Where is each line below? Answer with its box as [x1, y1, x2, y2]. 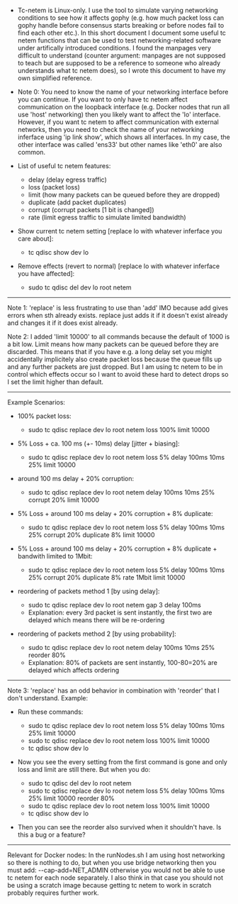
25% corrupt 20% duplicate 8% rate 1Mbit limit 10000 [28, 573, 186, 581]
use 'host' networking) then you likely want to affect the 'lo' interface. [17, 110, 221, 118]
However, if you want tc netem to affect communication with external [17, 118, 220, 126]
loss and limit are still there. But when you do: [17, 766, 151, 773]
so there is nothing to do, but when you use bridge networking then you [7, 859, 217, 866]
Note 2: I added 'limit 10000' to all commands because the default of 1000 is [7, 333, 230, 341]
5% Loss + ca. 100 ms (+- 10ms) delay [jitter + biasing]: [17, 439, 180, 448]
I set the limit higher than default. [7, 377, 104, 386]
